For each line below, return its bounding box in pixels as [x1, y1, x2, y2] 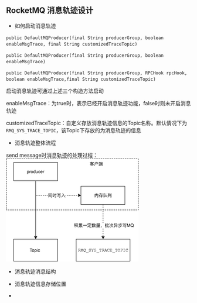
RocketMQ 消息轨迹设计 [6, 5, 94, 16]
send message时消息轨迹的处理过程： [6, 151, 98, 159]
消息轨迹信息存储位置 [14, 280, 66, 287]
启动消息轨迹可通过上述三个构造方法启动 [6, 87, 104, 94]
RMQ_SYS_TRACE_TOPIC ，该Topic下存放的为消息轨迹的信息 [6, 126, 142, 133]
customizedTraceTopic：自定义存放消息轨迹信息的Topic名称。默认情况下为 [6, 119, 188, 126]
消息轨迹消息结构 [14, 268, 56, 275]
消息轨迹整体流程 [14, 139, 56, 146]
